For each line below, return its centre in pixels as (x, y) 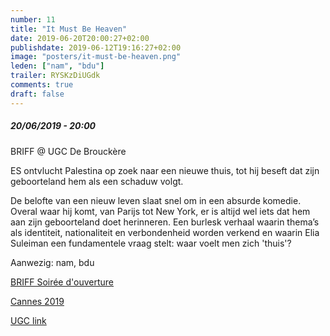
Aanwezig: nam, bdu (52, 262)
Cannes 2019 (37, 301)
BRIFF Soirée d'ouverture (62, 282)
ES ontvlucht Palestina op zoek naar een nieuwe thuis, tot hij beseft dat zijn (165, 170)
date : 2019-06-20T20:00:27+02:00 (80, 38)
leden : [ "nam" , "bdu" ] (57, 66)
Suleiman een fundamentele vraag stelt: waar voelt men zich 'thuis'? (151, 243)
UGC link (28, 320)
